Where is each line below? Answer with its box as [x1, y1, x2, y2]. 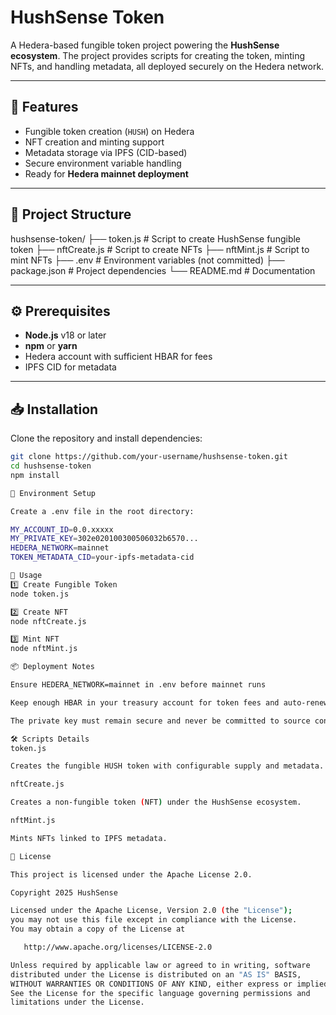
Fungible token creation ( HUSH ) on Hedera [24, 125, 195, 137]
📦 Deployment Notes [10, 662, 95, 672]
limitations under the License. [10, 997, 145, 1008]
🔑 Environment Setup [10, 488, 97, 498]
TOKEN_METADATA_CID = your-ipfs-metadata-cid [10, 552, 195, 563]
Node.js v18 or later [24, 329, 107, 341]
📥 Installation [10, 401, 99, 418]
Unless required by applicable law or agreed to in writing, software [10, 960, 311, 970]
